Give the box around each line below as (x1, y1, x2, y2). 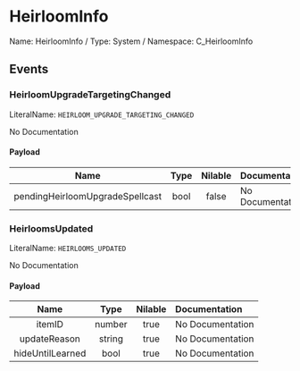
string (98, 333, 123, 345)
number (95, 318, 128, 331)
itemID (36, 318, 64, 331)
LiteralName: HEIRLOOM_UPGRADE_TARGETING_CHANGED (9, 109, 195, 120)
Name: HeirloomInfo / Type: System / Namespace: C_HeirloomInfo (9, 36, 254, 46)
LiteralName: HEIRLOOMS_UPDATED (9, 243, 127, 254)
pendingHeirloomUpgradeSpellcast (13, 190, 162, 202)
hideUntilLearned (13, 347, 87, 359)
